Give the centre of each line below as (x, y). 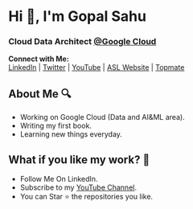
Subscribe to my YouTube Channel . (78, 187)
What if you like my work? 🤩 (79, 160)
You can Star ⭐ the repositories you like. (86, 197)
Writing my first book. (56, 126)
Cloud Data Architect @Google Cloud (82, 42)
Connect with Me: (39, 59)
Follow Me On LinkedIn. (59, 179)
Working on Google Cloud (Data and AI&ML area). (102, 117)
